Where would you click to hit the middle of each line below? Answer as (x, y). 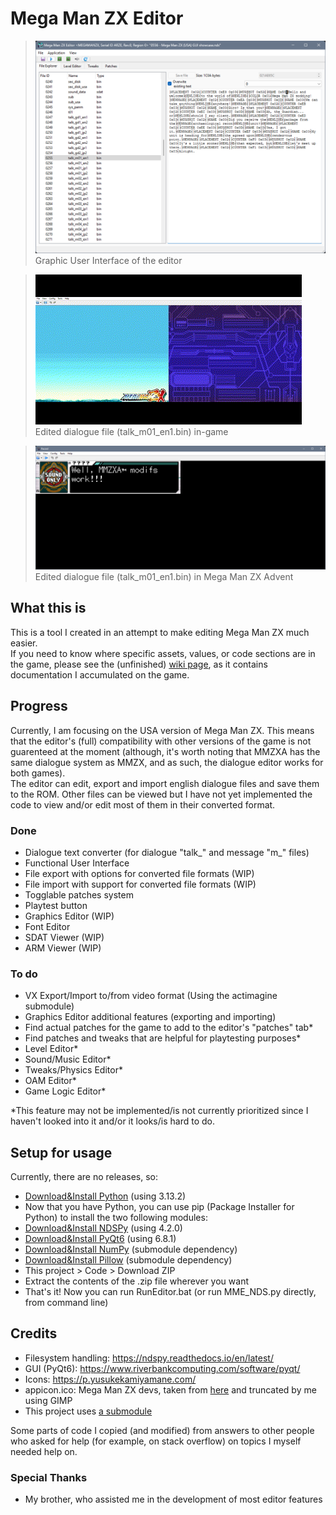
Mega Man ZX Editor (97, 18)
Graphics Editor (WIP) (69, 916)
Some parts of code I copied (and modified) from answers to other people (162, 1430)
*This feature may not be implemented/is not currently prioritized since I (159, 1111)
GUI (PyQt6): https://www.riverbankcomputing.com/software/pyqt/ (162, 1368)
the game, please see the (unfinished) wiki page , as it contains (139, 664)
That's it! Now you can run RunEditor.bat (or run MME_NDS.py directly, (170, 1292)
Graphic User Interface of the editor (108, 260)
